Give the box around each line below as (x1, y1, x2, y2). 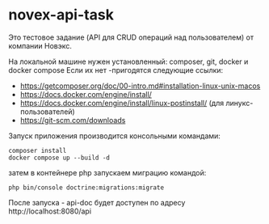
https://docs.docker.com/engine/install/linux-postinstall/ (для (19, 98, 225, 108)
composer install (8, 146, 67, 154)
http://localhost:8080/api (8, 206, 91, 216)
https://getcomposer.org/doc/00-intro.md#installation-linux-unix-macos (19, 81, 261, 91)
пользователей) (19, 107, 75, 116)
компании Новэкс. (8, 40, 73, 50)
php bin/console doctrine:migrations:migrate (8, 184, 164, 192)
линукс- (225, 98, 254, 108)
